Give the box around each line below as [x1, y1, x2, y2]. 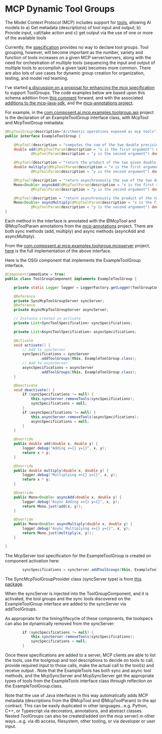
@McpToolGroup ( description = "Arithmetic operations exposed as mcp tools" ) [5, 129, 159, 134]
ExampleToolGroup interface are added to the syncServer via [5, 601, 126, 606]
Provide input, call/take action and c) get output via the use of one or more [5, 30, 153, 35]
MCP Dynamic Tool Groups [5, 3, 115, 15]
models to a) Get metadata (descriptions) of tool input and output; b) [5, 24, 141, 30]
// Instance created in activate [13, 316, 81, 321]
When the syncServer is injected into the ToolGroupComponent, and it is [5, 590, 149, 596]
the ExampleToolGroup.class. [5, 683, 63, 689]
